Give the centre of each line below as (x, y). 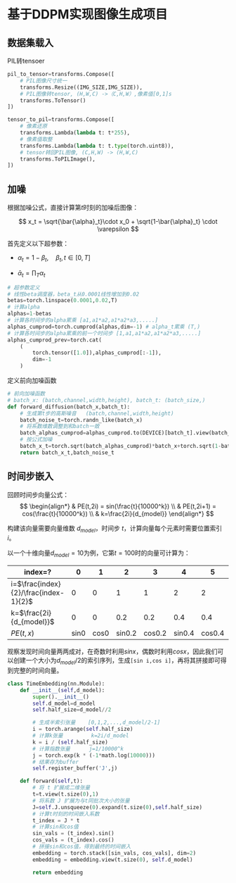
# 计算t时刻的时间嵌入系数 (66, 814)
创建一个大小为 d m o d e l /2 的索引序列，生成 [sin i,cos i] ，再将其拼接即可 (117, 661)
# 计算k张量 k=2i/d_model (81, 736)
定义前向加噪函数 (32, 380)
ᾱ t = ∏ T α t (31, 274)
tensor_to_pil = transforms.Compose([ (61, 120)
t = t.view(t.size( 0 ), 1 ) (66, 794)
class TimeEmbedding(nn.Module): (56, 684)
